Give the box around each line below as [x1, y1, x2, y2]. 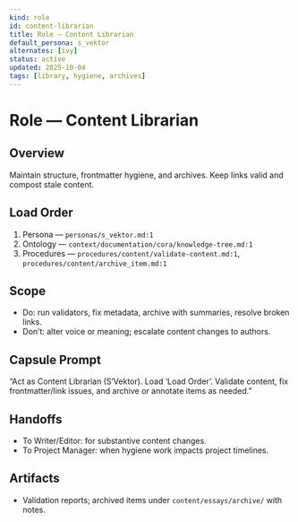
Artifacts [9, 471, 60, 486]
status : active [9, 55, 66, 64]
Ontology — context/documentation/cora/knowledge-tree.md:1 [21, 239, 253, 249]
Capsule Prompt [9, 352, 101, 368]
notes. [21, 504, 47, 515]
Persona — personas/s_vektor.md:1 [21, 229, 154, 239]
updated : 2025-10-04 [9, 64, 87, 73]
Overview [9, 145, 65, 161]
